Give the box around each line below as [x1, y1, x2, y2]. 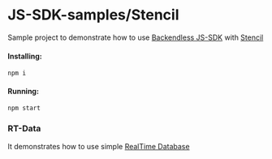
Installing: [7, 51, 42, 61]
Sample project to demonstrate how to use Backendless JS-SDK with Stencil [7, 32, 264, 42]
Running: [7, 86, 40, 96]
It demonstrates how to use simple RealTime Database [7, 141, 190, 151]
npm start [7, 104, 41, 113]
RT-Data [7, 123, 41, 135]
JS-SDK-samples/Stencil [7, 6, 179, 24]
